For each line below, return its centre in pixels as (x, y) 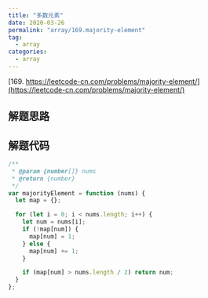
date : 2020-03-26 (36, 23)
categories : (27, 52)
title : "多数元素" (36, 15)
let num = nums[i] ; (54, 222)
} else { (36, 244)
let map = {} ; (38, 201)
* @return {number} (44, 178)
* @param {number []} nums (54, 171)
